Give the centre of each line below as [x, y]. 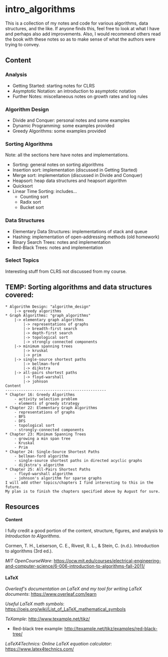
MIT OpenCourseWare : [29, 561]
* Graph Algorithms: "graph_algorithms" [48, 315]
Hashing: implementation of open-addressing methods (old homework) [86, 237]
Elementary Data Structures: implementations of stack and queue [80, 231]
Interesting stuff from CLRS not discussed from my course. [66, 271]
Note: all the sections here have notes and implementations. [67, 155]
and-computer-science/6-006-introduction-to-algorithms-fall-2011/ [75, 566]
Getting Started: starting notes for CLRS [54, 85]
